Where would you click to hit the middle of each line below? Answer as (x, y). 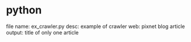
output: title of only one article (42, 32)
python (24, 10)
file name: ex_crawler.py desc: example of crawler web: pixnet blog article (95, 26)
